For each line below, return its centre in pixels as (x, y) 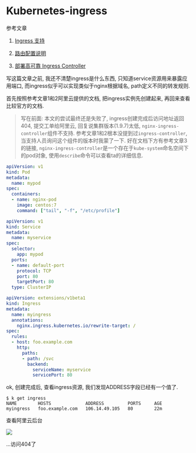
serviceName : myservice (62, 370)
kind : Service (24, 227)
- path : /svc (38, 359)
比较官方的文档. (25, 105)
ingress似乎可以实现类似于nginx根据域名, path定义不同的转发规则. (110, 86)
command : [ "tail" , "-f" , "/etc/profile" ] (68, 211)
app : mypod (30, 255)
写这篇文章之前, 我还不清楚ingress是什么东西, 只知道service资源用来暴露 (94, 78)
